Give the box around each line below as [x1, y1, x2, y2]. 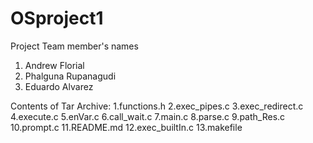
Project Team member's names [10, 40, 139, 52]
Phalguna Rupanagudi [24, 70, 117, 82]
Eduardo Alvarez [24, 80, 94, 92]
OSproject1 [10, 7, 104, 30]
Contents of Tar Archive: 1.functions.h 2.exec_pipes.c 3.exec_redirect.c [10, 100, 304, 112]
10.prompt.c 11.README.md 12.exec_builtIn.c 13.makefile [10, 121, 243, 133]
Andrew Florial [24, 59, 85, 71]
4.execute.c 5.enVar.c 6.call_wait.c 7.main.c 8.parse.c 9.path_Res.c [10, 110, 286, 122]
